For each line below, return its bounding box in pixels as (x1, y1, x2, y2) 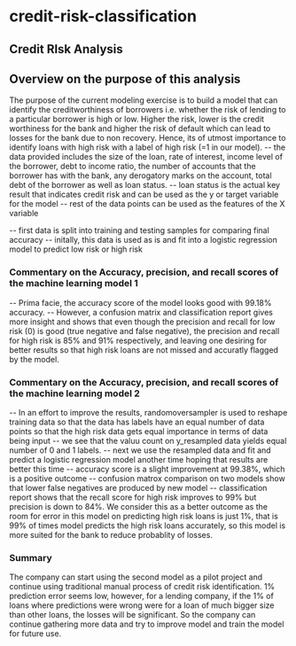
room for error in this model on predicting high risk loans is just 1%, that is (9, 510, 279, 521)
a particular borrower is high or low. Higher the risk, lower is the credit (9, 113, 264, 125)
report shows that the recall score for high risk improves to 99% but (9, 492, 257, 502)
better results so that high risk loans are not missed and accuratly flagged (9, 344, 279, 355)
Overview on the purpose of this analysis (9, 71, 241, 86)
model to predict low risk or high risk (9, 244, 144, 254)
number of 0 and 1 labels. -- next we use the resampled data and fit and (9, 445, 272, 455)
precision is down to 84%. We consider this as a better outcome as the (9, 501, 269, 511)
